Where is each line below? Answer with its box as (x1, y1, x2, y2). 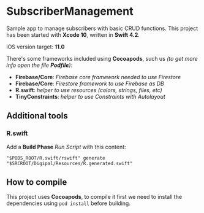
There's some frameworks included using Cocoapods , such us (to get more (6, 55, 198, 62)
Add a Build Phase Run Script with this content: (6, 143, 127, 150)
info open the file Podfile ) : (6, 61, 73, 69)
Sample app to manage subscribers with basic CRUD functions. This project (6, 25, 198, 32)
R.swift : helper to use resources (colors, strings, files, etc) (15, 86, 162, 93)
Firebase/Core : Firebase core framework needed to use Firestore (15, 73, 181, 80)
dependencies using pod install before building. (6, 199, 130, 207)
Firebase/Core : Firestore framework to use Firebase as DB (15, 80, 164, 87)
